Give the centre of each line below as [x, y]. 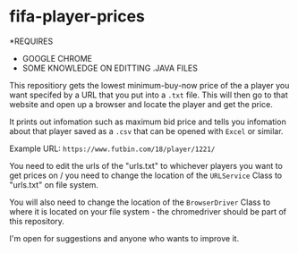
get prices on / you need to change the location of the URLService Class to [146, 175]
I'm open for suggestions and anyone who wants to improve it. [124, 238]
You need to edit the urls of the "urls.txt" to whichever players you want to [146, 165]
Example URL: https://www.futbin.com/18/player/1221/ [112, 148]
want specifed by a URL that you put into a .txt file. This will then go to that [149, 95]
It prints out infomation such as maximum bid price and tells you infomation [148, 122]
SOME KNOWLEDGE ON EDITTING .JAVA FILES [110, 68]
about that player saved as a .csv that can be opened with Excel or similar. [146, 131]
